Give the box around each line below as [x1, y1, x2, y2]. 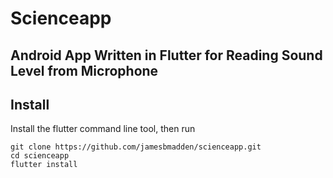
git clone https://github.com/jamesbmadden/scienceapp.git [10, 142, 262, 152]
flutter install [10, 160, 78, 170]
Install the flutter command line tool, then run [10, 123, 196, 135]
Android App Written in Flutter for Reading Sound [10, 47, 323, 64]
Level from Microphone [10, 62, 159, 79]
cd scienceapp [10, 151, 70, 161]
